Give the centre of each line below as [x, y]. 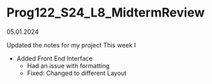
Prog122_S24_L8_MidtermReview [106, 13]
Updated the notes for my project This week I [71, 45]
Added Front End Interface [55, 58]
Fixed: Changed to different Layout [76, 73]
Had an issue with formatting [68, 65]
